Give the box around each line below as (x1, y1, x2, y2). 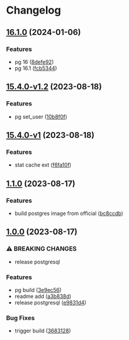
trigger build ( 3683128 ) (14, 327, 71, 335)
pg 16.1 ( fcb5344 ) (14, 65, 57, 72)
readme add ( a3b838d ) (14, 293, 72, 300)
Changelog (6, 4, 61, 17)
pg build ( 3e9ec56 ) (14, 286, 62, 293)
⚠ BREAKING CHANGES (6, 245, 77, 253)
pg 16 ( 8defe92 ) (14, 58, 54, 65)
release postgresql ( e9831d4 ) (14, 299, 87, 306)
